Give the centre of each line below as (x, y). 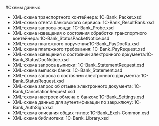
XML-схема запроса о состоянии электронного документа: (76, 76)
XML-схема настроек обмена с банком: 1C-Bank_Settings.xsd (78, 97)
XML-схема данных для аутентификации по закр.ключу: (73, 102)
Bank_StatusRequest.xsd (38, 81)
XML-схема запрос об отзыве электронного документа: (73, 86)
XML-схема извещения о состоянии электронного (66, 54)
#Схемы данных (23, 7)
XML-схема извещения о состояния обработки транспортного (80, 33)
